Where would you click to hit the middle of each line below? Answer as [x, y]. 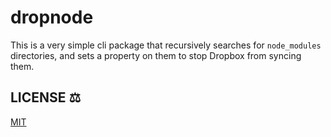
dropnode [52, 17]
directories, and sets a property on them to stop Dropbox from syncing [156, 55]
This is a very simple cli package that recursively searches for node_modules [166, 45]
